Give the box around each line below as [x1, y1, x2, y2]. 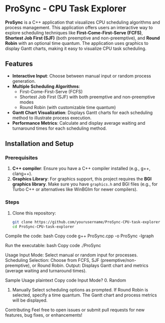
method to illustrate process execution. [12, 114, 92, 121]
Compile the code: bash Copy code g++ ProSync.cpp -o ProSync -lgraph [5, 233, 154, 239]
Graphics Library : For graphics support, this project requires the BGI [12, 176, 152, 182]
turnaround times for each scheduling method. [12, 125, 107, 131]
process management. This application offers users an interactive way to [5, 24, 153, 30]
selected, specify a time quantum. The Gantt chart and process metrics [12, 292, 157, 298]
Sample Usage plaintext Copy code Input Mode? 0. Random [5, 277, 127, 284]
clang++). [12, 171, 33, 177]
